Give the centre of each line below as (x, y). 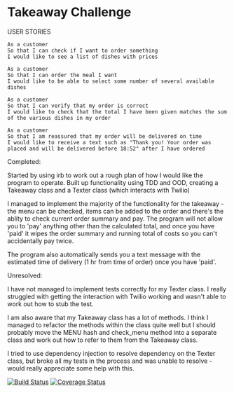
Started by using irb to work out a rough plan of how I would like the (105, 175)
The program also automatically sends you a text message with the (104, 254)
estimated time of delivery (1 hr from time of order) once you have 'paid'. (112, 262)
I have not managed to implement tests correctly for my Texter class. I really (117, 289)
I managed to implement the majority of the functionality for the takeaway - (116, 203)
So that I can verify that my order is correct (78, 106)
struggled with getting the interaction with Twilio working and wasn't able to (117, 296)
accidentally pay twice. (41, 241)
